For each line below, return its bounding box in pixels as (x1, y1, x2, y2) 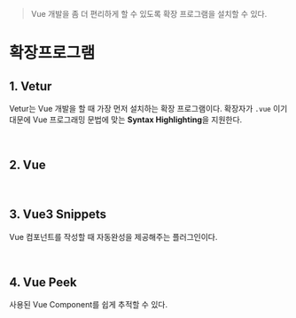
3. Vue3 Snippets (9, 207, 107, 222)
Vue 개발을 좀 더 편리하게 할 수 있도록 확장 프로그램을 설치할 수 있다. (30, 9, 268, 19)
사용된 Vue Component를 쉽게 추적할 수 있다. (9, 299, 168, 310)
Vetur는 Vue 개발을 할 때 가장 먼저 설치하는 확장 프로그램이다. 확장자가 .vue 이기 (9, 104, 288, 113)
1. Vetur (9, 79, 52, 94)
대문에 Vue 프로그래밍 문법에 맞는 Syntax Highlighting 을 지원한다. (9, 114, 243, 125)
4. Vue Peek (9, 275, 77, 291)
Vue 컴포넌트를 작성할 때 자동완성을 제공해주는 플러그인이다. (9, 231, 218, 242)
